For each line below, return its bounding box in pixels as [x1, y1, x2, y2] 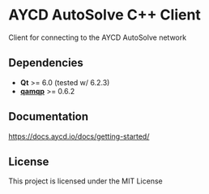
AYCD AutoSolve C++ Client [8, 6, 201, 24]
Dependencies [8, 56, 83, 70]
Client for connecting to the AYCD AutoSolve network [8, 32, 187, 42]
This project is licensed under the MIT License [8, 176, 164, 186]
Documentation [8, 110, 89, 123]
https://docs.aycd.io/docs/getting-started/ [8, 131, 150, 141]
